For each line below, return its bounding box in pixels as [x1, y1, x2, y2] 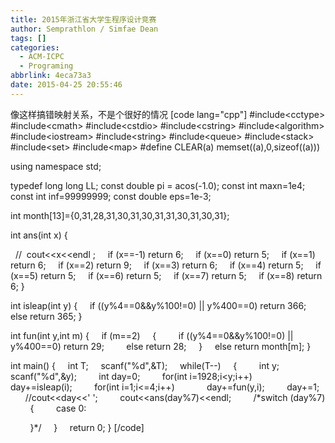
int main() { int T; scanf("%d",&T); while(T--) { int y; [10, 359, 280, 371]
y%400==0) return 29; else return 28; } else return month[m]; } [10, 340, 312, 352]
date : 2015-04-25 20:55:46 [10, 80, 123, 90]
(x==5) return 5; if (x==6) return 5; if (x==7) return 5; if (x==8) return [10, 269, 323, 281]
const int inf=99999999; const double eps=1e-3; [10, 190, 212, 202]
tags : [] [10, 33, 47, 43]
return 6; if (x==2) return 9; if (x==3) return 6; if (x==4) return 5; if [10, 259, 322, 271]
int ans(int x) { [10, 229, 68, 241]
